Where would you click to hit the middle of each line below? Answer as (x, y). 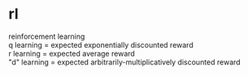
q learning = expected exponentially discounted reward (101, 44)
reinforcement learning (47, 36)
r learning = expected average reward (72, 53)
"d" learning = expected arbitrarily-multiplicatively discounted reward (125, 62)
